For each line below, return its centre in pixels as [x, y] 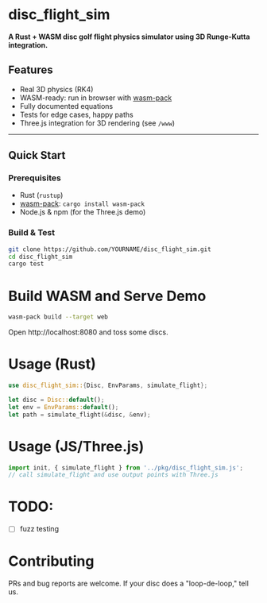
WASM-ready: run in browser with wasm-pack [96, 98]
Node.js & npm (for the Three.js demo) [83, 212]
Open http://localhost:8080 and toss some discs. [88, 332]
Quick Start [37, 155]
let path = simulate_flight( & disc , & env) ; [79, 415]
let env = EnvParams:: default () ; [64, 407]
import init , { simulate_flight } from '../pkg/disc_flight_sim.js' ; [126, 468]
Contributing [51, 561]
